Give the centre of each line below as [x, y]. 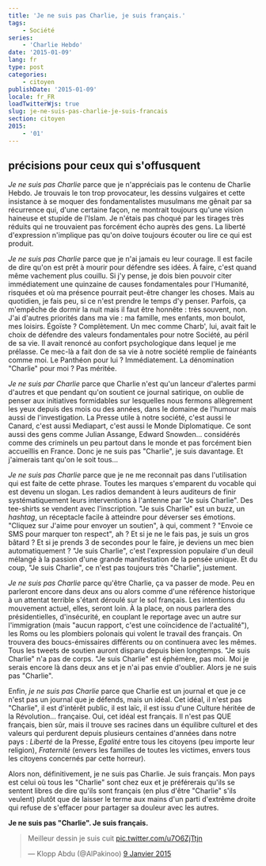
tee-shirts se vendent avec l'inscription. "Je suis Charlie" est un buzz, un [127, 509]
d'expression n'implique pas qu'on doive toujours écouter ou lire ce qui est [130, 236]
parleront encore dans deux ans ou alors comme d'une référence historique [132, 592]
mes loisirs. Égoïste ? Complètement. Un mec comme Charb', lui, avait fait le [132, 327]
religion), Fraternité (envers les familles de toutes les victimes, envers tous [129, 750]
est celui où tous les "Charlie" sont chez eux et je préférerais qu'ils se [122, 783]
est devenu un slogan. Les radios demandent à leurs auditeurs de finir [122, 492]
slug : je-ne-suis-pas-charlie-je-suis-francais [88, 112]
